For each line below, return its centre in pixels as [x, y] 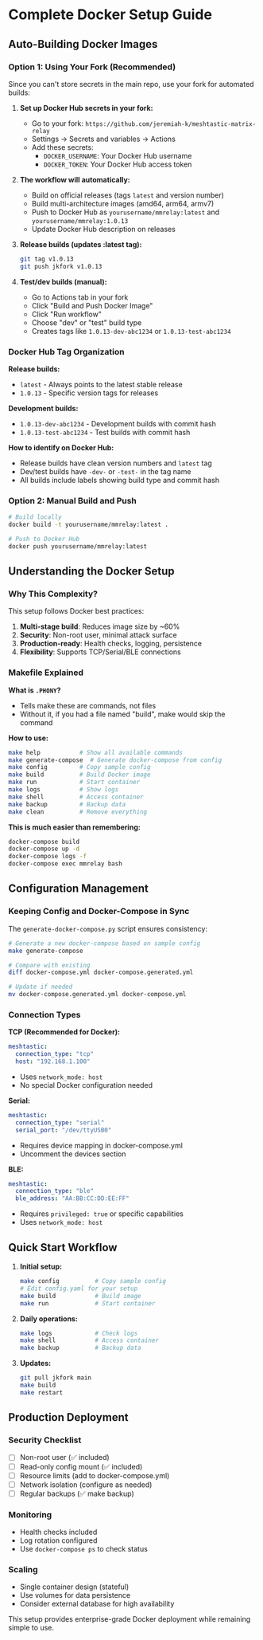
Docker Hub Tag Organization [66, 351]
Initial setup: [41, 1266]
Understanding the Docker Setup [91, 571]
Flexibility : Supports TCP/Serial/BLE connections [100, 652]
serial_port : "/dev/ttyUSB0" [64, 1130]
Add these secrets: [62, 147]
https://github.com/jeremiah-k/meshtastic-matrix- [170, 124]
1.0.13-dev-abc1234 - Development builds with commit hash [118, 423]
